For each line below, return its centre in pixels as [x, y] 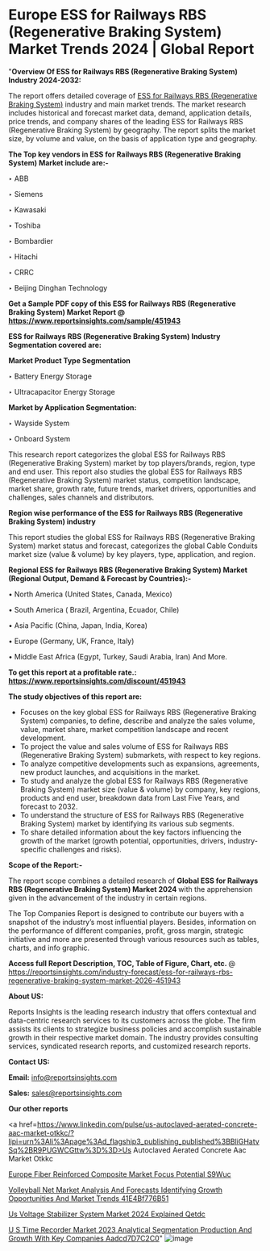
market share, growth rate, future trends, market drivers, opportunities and [132, 488]
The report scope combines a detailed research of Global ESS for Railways [133, 881]
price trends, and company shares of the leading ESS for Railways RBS [126, 121]
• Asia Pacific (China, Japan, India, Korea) [78, 625]
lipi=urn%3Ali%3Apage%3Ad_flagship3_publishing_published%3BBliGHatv [134, 1141]
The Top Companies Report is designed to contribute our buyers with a [126, 913]
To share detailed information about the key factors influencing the [131, 832]
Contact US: [29, 1061]
